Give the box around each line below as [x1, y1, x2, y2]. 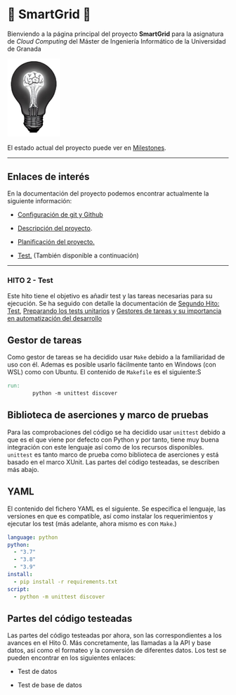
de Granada [7, 44, 41, 53]
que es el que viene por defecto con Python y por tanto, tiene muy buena [7, 435, 219, 444]
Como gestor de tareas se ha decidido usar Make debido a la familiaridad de [7, 353, 225, 362]
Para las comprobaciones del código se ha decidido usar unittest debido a [7, 428, 226, 436]
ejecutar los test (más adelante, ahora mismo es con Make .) [7, 519, 177, 528]
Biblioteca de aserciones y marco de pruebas [7, 409, 209, 421]
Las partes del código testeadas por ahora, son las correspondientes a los [7, 631, 223, 639]
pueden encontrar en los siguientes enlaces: [7, 653, 136, 662]
